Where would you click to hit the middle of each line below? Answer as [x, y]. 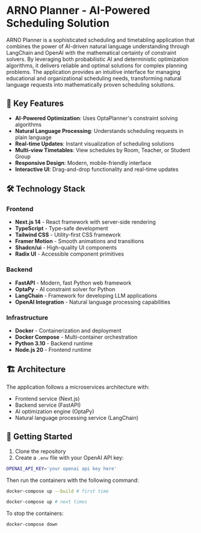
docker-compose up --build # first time [58, 491]
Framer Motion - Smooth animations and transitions [79, 241]
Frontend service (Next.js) [47, 398]
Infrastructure [27, 318]
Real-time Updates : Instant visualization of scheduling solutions [94, 143]
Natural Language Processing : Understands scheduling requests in [99, 131]
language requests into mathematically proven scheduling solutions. [91, 84]
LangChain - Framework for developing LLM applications [86, 295]
